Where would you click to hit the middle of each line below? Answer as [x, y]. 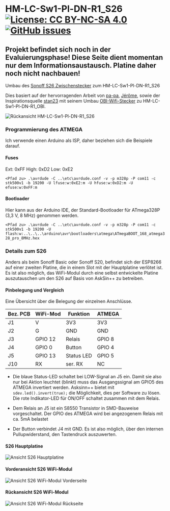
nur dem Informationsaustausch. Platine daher [81, 65]
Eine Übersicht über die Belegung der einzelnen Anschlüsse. [69, 301]
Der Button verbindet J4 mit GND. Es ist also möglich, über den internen [88, 429]
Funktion [79, 314]
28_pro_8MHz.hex [22, 238]
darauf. [13, 146]
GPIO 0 [44, 348]
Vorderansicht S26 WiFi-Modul [39, 469]
